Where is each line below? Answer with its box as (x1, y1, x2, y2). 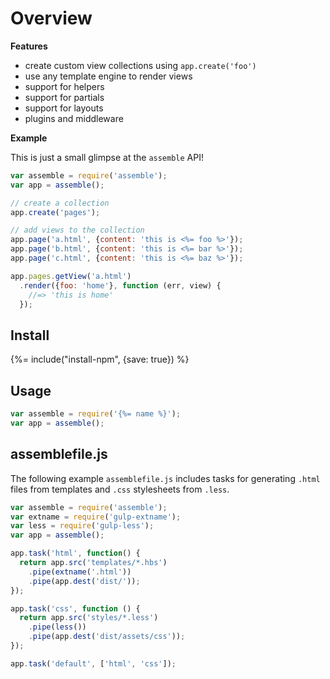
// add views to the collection (10, 225, 145, 236)
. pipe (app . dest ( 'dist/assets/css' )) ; (28, 632, 186, 642)
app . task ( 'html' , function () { (10, 548, 141, 559)
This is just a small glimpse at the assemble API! (10, 151, 204, 163)
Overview (10, 7, 93, 30)
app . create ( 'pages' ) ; (10, 207, 101, 217)
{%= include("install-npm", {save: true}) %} (10, 353, 190, 366)
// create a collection (10, 198, 110, 208)
